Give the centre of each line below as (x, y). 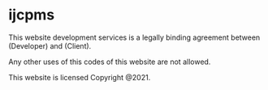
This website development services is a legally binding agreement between (134, 37)
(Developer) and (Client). (50, 45)
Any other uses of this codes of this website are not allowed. (110, 62)
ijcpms (32, 15)
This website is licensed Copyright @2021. (80, 77)
